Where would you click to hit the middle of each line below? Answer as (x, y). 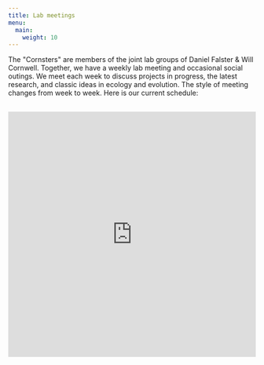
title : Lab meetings (42, 15)
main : (24, 30)
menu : (17, 23)
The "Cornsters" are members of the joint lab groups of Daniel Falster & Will (131, 60)
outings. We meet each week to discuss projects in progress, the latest (123, 76)
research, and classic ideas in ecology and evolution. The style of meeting (128, 85)
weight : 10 (40, 37)
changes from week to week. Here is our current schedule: (103, 93)
